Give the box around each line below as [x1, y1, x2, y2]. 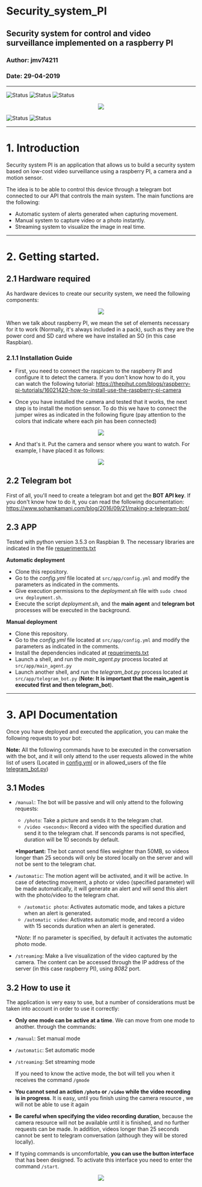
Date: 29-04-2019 [6, 72, 61, 80]
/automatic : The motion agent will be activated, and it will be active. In [14, 872, 189, 880]
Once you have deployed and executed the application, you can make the [6, 728, 188, 735]
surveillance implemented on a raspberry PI [6, 37, 173, 48]
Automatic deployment [6, 556, 65, 563]
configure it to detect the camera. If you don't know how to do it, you [14, 374, 186, 381]
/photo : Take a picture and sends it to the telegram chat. [23, 817, 164, 824]
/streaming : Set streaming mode [14, 1058, 96, 1066]
